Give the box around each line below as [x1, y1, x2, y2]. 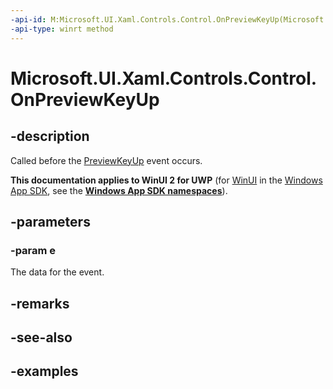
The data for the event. [10, 266, 105, 278]
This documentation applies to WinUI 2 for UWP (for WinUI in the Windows [10, 174, 323, 186]
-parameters [10, 213, 91, 230]
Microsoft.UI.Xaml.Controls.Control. [10, 67, 318, 90]
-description [10, 128, 90, 145]
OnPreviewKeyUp [10, 88, 160, 111]
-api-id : [10, 14, 47, 25]
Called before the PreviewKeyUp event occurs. [10, 154, 203, 166]
